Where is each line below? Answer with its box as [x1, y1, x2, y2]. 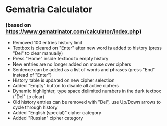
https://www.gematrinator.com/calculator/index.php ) [5, 28, 142, 35]
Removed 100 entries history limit [12, 40, 83, 46]
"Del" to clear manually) [12, 50, 63, 56]
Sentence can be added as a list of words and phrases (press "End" [12, 67, 155, 73]
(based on [5, 22, 31, 29]
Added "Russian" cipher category [12, 115, 83, 121]
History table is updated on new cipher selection [12, 77, 115, 83]
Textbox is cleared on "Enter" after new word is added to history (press [12, 45, 162, 51]
